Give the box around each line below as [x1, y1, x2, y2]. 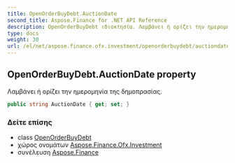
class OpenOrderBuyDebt [17, 133, 92, 141]
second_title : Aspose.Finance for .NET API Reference [7, 17, 168, 24]
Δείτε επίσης [7, 117, 52, 127]
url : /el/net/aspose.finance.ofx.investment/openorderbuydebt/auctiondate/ [7, 43, 233, 50]
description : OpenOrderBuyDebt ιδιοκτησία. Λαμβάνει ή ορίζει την [7, 23, 205, 30]
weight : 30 [7, 36, 39, 43]
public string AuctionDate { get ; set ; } [7, 101, 130, 108]
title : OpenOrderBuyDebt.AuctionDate [7, 10, 117, 17]
